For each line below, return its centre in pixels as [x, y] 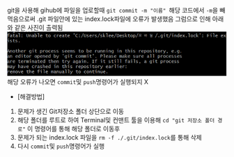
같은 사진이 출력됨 [39, 27]
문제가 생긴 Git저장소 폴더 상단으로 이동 [70, 111]
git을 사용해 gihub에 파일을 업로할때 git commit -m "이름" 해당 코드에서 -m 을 [112, 10]
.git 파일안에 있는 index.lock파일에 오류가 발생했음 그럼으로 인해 [124, 19]
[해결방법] [31, 97]
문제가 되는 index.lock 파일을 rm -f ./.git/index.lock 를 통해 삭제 [109, 138]
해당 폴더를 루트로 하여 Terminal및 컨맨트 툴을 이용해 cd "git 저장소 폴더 [116, 120]
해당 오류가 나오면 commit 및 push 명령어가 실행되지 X [78, 82]
